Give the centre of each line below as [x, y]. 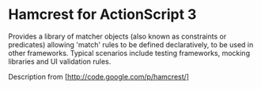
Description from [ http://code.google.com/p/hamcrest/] [99, 76]
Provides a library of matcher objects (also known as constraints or [117, 36]
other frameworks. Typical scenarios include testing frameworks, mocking [129, 53]
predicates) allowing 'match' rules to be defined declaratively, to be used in [131, 44]
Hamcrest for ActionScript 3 [102, 15]
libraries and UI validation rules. [60, 61]
